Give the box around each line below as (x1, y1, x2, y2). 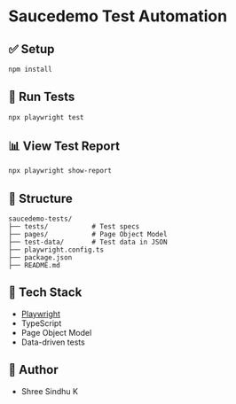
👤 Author (8, 362, 59, 377)
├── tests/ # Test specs (8, 222, 140, 231)
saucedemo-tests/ (8, 214, 73, 223)
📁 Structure (8, 190, 73, 206)
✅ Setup (8, 42, 55, 57)
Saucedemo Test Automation (8, 6, 228, 27)
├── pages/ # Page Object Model (8, 230, 168, 239)
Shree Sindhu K (20, 385, 79, 396)
